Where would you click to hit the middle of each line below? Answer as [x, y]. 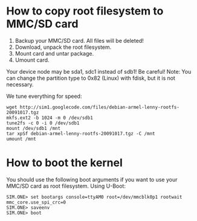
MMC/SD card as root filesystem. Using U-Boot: [66, 186]
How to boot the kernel [64, 163]
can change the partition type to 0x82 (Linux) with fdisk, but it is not [91, 78]
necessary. [20, 84]
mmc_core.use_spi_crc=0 [36, 202]
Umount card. [32, 60]
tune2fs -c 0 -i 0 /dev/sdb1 [43, 123]
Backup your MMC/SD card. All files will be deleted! [79, 40]
